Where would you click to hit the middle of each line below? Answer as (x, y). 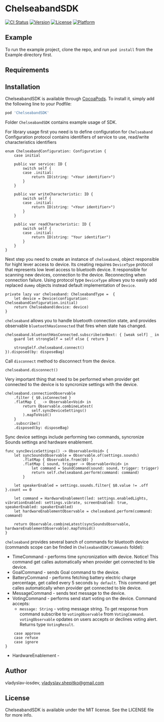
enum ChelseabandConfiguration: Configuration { (56, 151)
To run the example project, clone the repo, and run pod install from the (79, 49)
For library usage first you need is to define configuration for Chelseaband (79, 132)
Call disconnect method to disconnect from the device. (60, 361)
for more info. (19, 715)
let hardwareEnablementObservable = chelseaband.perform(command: (83, 511)
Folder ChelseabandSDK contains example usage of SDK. (61, 122)
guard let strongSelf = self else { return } (61, 339)
